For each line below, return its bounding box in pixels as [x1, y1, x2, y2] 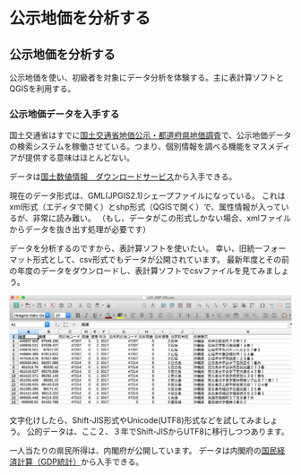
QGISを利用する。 [9, 83, 76, 94]
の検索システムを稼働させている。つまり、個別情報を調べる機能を [9, 141, 253, 152]
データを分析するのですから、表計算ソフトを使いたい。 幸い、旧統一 [9, 243, 262, 254]
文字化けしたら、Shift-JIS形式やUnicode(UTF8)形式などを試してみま [9, 414, 262, 426]
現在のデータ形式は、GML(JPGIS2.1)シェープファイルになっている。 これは [9, 190, 286, 202]
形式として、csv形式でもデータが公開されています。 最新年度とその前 [32, 255, 289, 265]
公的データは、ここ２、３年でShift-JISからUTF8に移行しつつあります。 [26, 426, 289, 436]
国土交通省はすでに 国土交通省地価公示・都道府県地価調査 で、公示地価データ [9, 130, 292, 141]
